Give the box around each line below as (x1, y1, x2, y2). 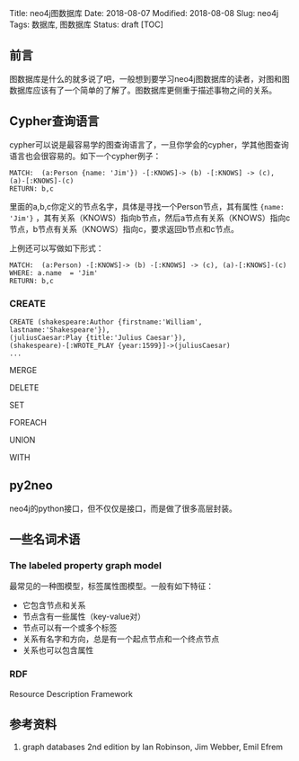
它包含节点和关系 (22, 600, 86, 611)
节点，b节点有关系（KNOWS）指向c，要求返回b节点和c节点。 (9, 223, 240, 234)
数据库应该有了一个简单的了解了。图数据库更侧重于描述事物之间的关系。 (9, 85, 277, 95)
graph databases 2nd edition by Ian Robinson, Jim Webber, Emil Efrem (22, 741, 284, 752)
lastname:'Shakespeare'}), (9, 325, 110, 335)
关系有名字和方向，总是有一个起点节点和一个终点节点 (22, 633, 220, 645)
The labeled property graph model (9, 560, 162, 572)
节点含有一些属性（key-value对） (22, 611, 146, 622)
